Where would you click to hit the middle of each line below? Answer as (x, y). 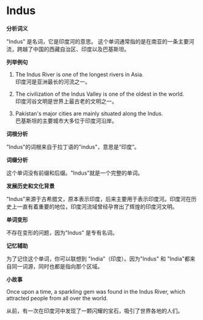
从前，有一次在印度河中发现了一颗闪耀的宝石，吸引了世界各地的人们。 (95, 311)
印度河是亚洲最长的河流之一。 (53, 82)
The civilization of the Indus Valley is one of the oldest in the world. (100, 94)
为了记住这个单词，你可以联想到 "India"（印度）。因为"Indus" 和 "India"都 (98, 259)
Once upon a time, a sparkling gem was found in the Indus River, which (96, 291)
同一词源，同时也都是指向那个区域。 (57, 266)
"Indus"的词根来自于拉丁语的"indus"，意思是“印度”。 (73, 147)
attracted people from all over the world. (57, 298)
